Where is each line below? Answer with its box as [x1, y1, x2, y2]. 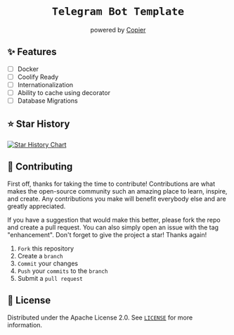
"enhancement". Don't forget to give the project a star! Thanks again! [7, 230, 207, 239]
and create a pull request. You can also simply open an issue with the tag [7, 223, 219, 232]
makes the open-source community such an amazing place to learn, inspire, [7, 187, 228, 195]
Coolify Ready [17, 72, 59, 81]
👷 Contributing [7, 160, 73, 173]
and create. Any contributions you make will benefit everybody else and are [7, 194, 226, 203]
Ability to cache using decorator [17, 88, 111, 96]
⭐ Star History [7, 118, 70, 130]
